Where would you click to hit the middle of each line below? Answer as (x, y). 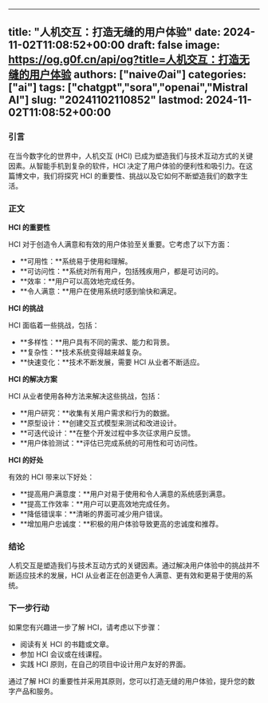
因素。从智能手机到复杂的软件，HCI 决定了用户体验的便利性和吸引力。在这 (131, 165)
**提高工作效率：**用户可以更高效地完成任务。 (97, 503)
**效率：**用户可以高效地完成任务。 (79, 281)
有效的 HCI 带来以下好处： (51, 477)
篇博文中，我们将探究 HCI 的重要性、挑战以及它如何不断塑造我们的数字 (125, 176)
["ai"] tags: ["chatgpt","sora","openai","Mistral (128, 87)
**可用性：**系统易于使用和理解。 (76, 261)
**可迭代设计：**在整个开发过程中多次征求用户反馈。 (107, 433)
